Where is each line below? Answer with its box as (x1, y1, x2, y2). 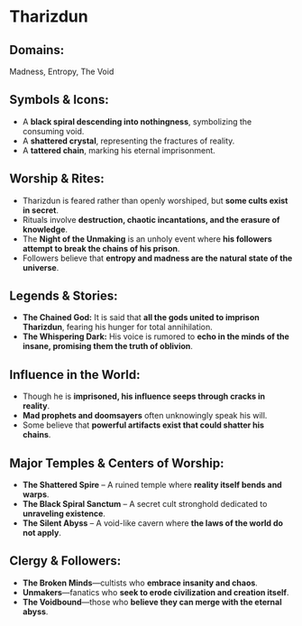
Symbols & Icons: (9, 92, 110, 107)
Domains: (9, 42, 65, 58)
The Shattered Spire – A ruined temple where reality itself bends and (22, 480, 282, 491)
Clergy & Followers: (9, 553, 122, 569)
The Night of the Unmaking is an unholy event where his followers (22, 233, 272, 244)
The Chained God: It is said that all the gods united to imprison (22, 312, 260, 323)
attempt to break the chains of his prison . (22, 243, 180, 253)
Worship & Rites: (9, 171, 105, 187)
